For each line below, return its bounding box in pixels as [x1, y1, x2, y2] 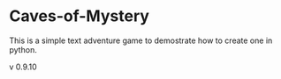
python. [9, 44, 37, 54]
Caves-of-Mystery [9, 6, 150, 26]
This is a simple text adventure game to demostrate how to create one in [9, 35, 273, 46]
